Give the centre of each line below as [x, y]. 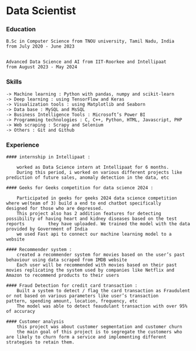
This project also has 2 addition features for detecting [89, 214]
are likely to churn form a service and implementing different [86, 337]
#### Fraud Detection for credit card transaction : [72, 286]
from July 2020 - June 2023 [40, 46]
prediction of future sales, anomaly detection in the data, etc [87, 178]
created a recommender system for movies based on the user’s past [101, 255]
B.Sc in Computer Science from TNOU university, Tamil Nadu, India [90, 41]
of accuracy [21, 312]
